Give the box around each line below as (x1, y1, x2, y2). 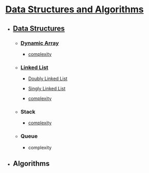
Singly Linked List (28, 86, 66, 92)
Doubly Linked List (28, 75, 68, 82)
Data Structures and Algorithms (5, 4, 144, 15)
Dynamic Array (20, 40, 59, 47)
